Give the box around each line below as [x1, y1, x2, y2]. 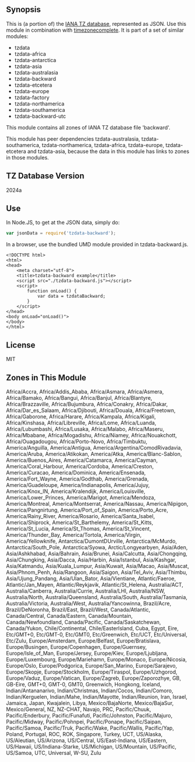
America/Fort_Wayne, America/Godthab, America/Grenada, [6, 475, 149, 482]
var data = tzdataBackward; [37, 293, 106, 300]
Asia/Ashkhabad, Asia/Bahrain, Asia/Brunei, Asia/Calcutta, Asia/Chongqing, [6, 550, 188, 557]
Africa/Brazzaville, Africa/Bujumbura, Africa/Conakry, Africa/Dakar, [6, 400, 168, 407]
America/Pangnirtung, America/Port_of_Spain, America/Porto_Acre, [6, 506, 168, 513]
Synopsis [6, 5, 41, 15]
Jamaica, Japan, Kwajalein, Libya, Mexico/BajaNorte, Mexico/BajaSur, [6, 699, 174, 706]
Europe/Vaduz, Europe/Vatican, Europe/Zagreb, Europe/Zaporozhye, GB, [6, 674, 182, 682]
